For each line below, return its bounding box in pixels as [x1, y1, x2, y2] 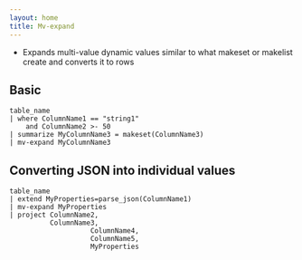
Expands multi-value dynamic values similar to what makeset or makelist [22, 46, 294, 57]
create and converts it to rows [22, 56, 135, 67]
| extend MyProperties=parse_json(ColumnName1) [9, 195, 193, 204]
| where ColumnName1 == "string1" [9, 114, 140, 123]
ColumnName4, [90, 226, 140, 236]
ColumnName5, [90, 235, 140, 244]
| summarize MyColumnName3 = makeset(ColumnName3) [9, 130, 204, 140]
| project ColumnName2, [9, 210, 99, 220]
